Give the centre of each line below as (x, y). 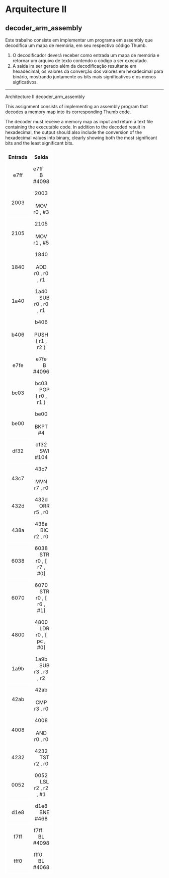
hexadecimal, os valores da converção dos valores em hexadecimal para (88, 71)
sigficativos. (25, 82)
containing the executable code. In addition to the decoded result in (75, 127)
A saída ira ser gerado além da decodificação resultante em (74, 66)
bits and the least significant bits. (39, 143)
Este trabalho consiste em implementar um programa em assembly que (79, 40)
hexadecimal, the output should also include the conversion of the (74, 132)
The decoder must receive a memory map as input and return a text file (79, 122)
